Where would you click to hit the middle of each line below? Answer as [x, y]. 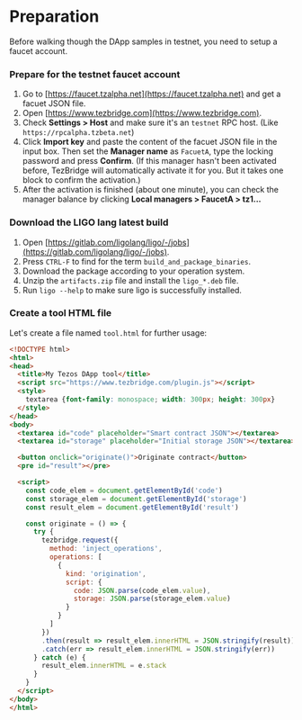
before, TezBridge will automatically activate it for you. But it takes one [153, 171]
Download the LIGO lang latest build [89, 222]
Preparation [54, 17]
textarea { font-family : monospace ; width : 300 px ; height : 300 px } [151, 400]
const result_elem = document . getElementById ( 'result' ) [133, 507]
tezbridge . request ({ [80, 540]
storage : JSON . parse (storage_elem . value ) [152, 599]
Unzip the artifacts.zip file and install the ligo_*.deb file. [130, 280]
